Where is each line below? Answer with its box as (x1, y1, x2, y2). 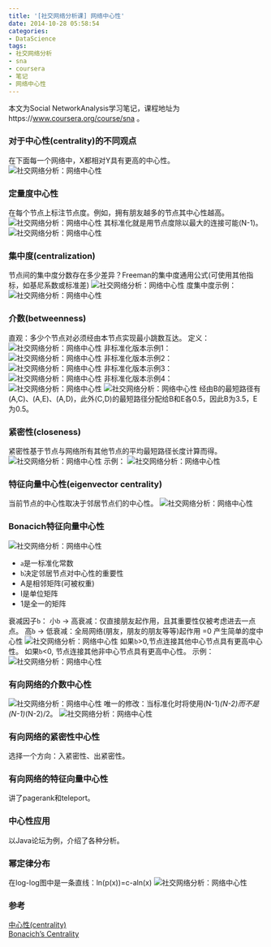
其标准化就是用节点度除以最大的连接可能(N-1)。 (103, 218, 263, 228)
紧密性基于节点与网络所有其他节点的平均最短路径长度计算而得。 (8, 446, 222, 455)
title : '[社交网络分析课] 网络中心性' (8, 11, 125, 20)
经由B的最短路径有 (198, 383, 261, 394)
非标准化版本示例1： (103, 342, 171, 353)
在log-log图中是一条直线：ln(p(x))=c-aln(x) (8, 878, 153, 888)
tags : (8, 42, 27, 50)
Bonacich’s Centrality (8, 929, 80, 939)
